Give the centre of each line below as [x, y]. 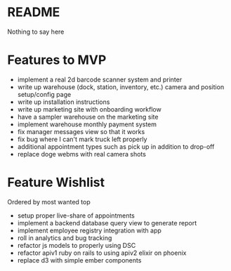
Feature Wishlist [56, 183]
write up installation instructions [64, 102]
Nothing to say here [36, 32]
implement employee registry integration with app [89, 230]
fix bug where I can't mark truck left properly [82, 139]
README [34, 12]
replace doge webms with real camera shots [81, 154]
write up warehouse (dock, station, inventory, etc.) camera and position [121, 87]
